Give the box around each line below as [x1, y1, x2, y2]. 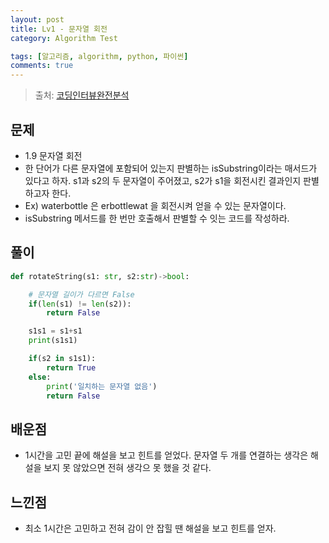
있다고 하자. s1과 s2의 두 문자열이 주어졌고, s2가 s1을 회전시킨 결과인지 [24, 174, 302, 186]
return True [46, 362, 97, 373]
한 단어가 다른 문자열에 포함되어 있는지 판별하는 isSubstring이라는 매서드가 [24, 162, 318, 174]
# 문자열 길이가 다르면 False [28, 289, 135, 300]
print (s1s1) [28, 336, 78, 346]
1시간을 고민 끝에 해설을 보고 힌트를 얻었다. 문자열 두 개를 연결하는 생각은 [24, 449, 309, 461]
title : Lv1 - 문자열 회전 [10, 24, 108, 34]
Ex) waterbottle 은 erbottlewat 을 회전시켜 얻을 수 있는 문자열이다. [24, 199, 287, 211]
